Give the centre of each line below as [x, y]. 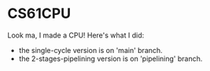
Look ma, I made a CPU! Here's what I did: [76, 35]
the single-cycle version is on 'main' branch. [90, 50]
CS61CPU [39, 14]
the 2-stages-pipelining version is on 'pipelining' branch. [111, 59]
